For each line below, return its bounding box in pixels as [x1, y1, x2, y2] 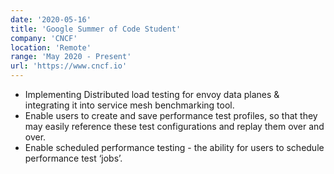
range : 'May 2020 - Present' [10, 52, 132, 62]
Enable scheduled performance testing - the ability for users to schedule [24, 142, 325, 153]
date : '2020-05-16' [10, 14, 92, 25]
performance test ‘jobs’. [24, 152, 123, 164]
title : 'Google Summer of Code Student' [10, 24, 182, 34]
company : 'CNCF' [10, 33, 78, 43]
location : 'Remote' [10, 42, 92, 53]
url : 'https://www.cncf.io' [10, 61, 128, 71]
